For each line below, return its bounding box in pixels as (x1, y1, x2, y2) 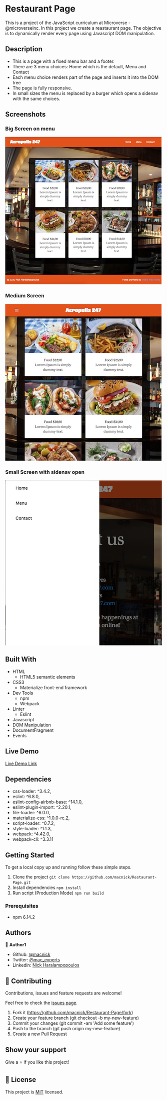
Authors (5, 928, 31, 937)
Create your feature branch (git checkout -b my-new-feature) (12, 1015, 139, 1021)
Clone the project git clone (12, 874, 70, 880)
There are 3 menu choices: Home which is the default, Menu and (12, 63, 146, 69)
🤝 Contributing (5, 976, 52, 985)
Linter (12, 706, 25, 712)
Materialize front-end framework (19, 684, 87, 691)
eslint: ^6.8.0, (12, 794, 40, 800)
